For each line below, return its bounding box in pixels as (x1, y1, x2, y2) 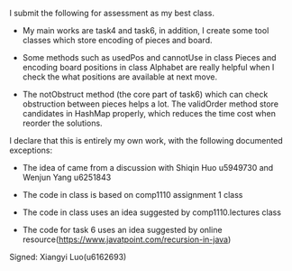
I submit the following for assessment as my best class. (9, 8, 214, 18)
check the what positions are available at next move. (22, 71, 218, 82)
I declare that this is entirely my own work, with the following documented (9, 135, 284, 145)
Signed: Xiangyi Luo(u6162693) (9, 252, 127, 262)
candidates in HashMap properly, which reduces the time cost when (22, 108, 277, 118)
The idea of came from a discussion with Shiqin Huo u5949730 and (22, 163, 274, 173)
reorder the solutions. (22, 117, 103, 128)
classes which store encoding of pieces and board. (22, 35, 213, 45)
